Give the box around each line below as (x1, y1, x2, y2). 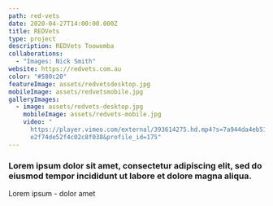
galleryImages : (8, 95, 60, 103)
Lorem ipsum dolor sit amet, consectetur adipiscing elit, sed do (8, 160, 262, 171)
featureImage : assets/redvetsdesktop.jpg (8, 80, 151, 88)
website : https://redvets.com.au (8, 65, 122, 73)
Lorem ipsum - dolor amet (8, 188, 96, 198)
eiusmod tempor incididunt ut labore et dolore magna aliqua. (8, 170, 252, 182)
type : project (8, 34, 57, 43)
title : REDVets (8, 27, 60, 35)
